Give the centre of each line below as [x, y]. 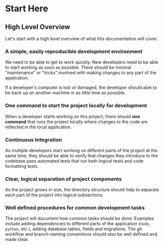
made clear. [17, 240]
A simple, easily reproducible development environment [74, 51]
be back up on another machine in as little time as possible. [65, 93]
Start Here [27, 9]
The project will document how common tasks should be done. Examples [80, 218]
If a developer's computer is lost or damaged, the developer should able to [81, 87]
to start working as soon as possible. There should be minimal [68, 68]
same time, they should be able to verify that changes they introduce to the [82, 156]
